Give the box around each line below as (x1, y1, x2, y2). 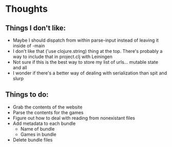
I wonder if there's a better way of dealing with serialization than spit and (12, 70, 167, 76)
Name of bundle (20, 125, 55, 132)
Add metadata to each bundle (12, 120, 76, 126)
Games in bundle (20, 131, 56, 137)
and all (12, 65, 27, 70)
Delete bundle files (12, 137, 53, 143)
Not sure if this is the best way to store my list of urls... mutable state (12, 59, 158, 65)
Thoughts (5, 3, 48, 15)
